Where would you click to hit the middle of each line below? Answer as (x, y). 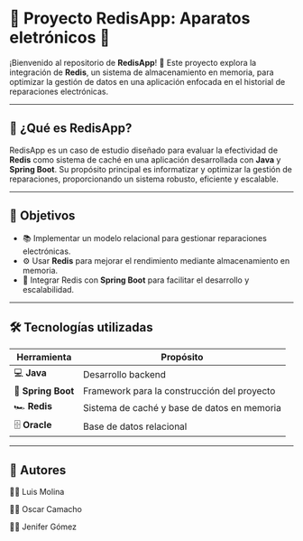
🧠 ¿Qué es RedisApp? (71, 129)
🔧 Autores (38, 470)
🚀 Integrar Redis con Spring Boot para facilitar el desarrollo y (136, 280)
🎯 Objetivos (42, 216)
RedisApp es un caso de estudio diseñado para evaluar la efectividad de (143, 150)
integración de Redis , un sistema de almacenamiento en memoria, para (142, 72)
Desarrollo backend (124, 374)
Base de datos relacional (135, 426)
